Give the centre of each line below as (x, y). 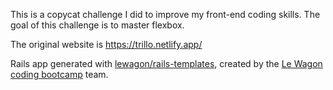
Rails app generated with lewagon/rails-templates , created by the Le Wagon (166, 63)
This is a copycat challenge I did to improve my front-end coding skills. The (165, 14)
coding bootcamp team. (59, 74)
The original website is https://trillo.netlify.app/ (106, 44)
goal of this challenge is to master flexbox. (97, 25)
